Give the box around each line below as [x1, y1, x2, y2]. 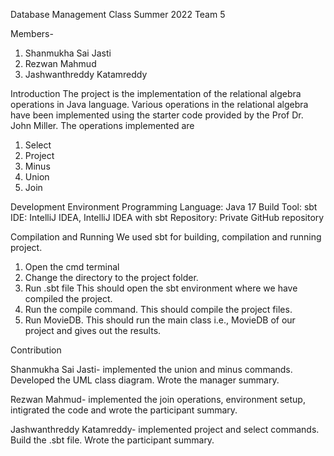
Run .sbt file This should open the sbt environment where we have [24, 282, 298, 294]
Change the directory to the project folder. [24, 272, 199, 283]
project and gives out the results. [24, 325, 162, 336]
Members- [10, 28, 54, 39]
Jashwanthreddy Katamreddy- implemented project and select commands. [10, 424, 320, 435]
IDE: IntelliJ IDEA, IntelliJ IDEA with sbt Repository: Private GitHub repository [10, 212, 325, 223]
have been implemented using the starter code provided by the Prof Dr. [10, 109, 304, 121]
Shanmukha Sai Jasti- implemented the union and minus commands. [10, 364, 293, 375]
